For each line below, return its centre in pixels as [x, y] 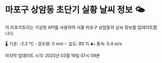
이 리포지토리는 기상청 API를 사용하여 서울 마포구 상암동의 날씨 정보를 [71, 27]
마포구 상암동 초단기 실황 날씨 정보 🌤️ [75, 10]
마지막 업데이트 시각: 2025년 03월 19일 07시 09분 [53, 55]
